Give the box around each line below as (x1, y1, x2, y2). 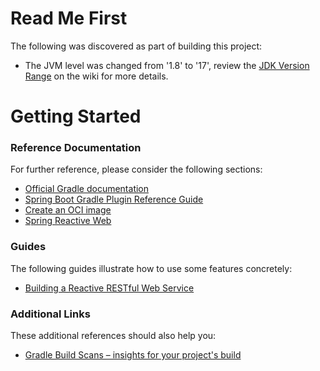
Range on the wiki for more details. (24, 70, 169, 82)
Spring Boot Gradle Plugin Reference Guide (24, 193, 204, 206)
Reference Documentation (10, 141, 142, 155)
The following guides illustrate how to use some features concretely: (10, 262, 293, 274)
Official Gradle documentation (24, 183, 150, 195)
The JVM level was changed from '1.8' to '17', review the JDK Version (24, 59, 310, 71)
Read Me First (10, 7, 128, 30)
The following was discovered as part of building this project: (10, 40, 263, 52)
